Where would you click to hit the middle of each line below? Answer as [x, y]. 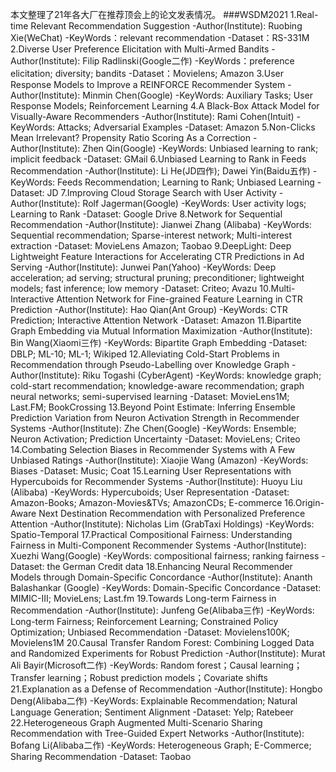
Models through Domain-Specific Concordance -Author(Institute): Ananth [161, 577]
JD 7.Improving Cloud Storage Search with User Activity [161, 192]
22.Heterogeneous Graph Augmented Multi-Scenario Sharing [136, 722]
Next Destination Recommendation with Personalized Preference [172, 513]
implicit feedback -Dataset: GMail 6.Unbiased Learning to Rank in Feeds [158, 159]
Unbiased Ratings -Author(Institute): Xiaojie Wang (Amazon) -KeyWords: [159, 460]
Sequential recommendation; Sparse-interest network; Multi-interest [151, 235]
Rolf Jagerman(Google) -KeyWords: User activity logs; [194, 203]
